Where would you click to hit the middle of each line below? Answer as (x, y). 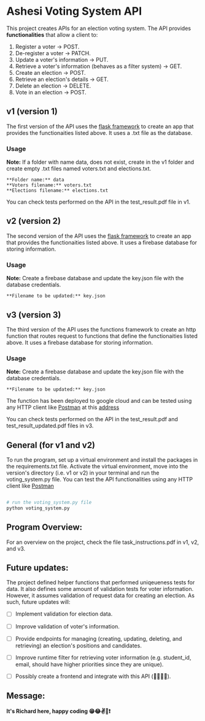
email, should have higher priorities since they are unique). (89, 664)
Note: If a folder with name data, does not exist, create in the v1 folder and (100, 162)
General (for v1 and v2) (51, 445)
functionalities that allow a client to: (52, 34)
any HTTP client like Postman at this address (63, 407)
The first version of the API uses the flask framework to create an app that (100, 126)
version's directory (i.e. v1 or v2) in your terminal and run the (83, 473)
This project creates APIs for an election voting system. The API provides (99, 28)
